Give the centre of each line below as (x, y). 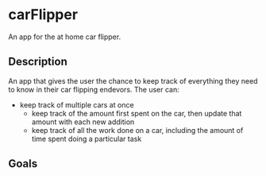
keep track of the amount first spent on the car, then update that (137, 113)
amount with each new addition (83, 122)
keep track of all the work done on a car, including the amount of (137, 130)
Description (38, 62)
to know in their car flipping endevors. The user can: (94, 89)
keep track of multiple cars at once (77, 104)
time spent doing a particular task (87, 139)
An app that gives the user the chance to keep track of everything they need (133, 80)
